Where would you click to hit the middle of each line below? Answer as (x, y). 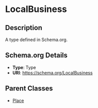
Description (24, 28)
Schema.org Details (37, 55)
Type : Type (24, 67)
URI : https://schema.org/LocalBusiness (52, 72)
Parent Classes (29, 88)
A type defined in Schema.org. (37, 39)
